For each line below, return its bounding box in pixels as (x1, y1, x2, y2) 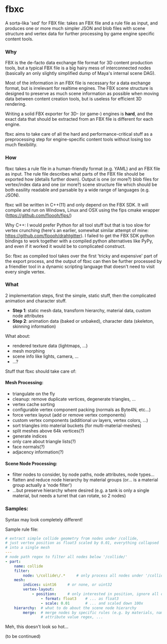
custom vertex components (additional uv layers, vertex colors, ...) (12, 418, 148, 424)
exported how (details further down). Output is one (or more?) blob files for (5, 176, 159, 182)
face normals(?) (12, 444, 45, 450)
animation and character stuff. (5, 298, 67, 304)
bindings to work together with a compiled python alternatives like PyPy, (5, 238, 153, 244)
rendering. (5, 101, 26, 107)
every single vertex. (5, 268, 46, 275)
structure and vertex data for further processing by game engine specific (5, 30, 155, 36)
